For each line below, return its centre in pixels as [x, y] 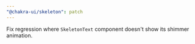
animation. [19, 35]
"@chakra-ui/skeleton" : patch [45, 12]
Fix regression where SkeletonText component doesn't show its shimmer [98, 29]
